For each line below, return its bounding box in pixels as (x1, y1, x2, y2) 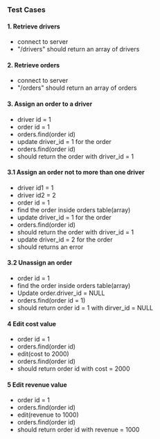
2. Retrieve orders (7, 61, 60, 69)
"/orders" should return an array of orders (17, 83, 137, 92)
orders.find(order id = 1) (17, 296, 86, 304)
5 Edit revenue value (7, 381, 67, 389)
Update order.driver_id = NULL (17, 289, 105, 297)
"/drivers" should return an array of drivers (17, 45, 140, 54)
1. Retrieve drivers (7, 22, 60, 31)
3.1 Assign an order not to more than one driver (7, 168, 145, 177)
